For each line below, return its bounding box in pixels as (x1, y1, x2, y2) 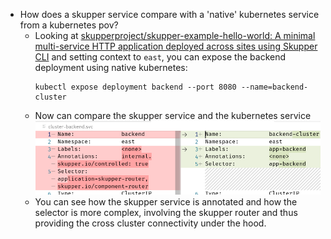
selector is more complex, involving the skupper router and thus (34, 206, 298, 218)
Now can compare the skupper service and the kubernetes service (34, 110, 312, 121)
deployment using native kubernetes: (34, 62, 188, 73)
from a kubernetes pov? (19, 19, 119, 31)
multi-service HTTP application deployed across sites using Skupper (34, 40, 318, 52)
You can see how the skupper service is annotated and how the (34, 195, 298, 208)
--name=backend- (240, 82, 309, 92)
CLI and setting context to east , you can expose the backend (34, 51, 287, 63)
